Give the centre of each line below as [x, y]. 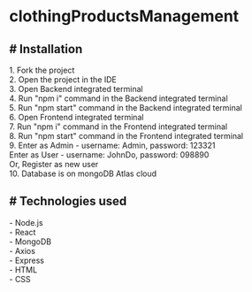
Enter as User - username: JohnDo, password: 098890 [109, 155]
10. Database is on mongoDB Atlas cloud [83, 173]
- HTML [23, 269]
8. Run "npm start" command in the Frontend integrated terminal [126, 136]
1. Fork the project [42, 70]
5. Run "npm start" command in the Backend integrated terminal [126, 108]
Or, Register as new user [54, 164]
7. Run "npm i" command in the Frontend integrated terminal [118, 127]
